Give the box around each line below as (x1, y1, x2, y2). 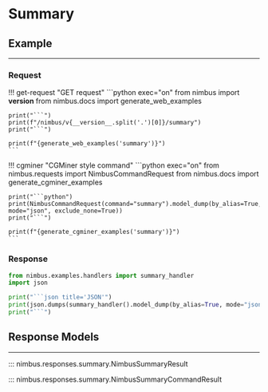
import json (8, 279, 48, 287)
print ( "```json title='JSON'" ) (8, 293, 112, 302)
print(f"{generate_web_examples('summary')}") (8, 140, 166, 148)
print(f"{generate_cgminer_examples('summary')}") (8, 228, 180, 236)
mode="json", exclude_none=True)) (8, 207, 124, 216)
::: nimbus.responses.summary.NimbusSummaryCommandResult (8, 374, 222, 384)
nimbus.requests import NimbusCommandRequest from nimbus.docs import (8, 169, 259, 179)
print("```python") (8, 193, 73, 201)
